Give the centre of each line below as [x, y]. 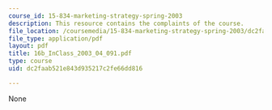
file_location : [34, 31]
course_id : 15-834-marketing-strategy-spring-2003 [96, 16]
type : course [30, 61]
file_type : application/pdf [56, 38]
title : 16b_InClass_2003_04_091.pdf [70, 53]
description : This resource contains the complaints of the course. [126, 23]
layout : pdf [28, 46]
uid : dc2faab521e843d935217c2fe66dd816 [76, 69]
